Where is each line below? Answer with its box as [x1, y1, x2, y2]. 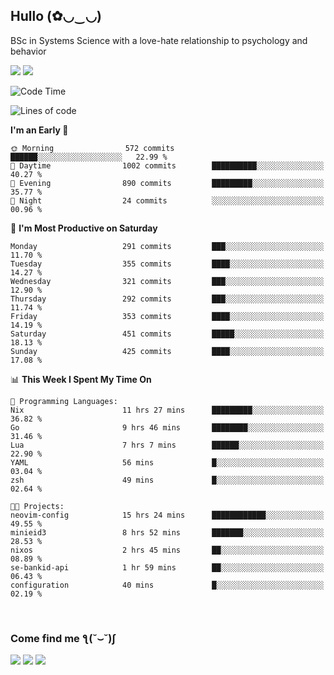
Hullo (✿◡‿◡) [10, 8, 102, 25]
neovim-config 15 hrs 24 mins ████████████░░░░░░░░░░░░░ [10, 510, 325, 520]
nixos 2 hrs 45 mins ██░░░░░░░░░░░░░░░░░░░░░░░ [10, 545, 325, 555]
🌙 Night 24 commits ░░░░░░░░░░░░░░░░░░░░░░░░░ [10, 195, 325, 206]
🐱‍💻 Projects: [10, 501, 65, 511]
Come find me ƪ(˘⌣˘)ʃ [10, 631, 117, 645]
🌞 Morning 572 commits [10, 143, 175, 153]
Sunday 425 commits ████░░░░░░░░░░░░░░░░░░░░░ [10, 346, 325, 356]
